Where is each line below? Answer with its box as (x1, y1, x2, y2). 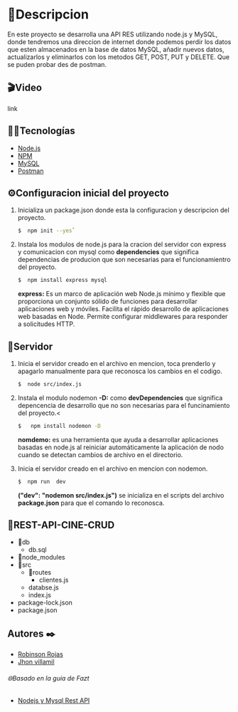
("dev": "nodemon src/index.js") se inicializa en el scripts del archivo (17, 491, 225, 499)
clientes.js (38, 576, 69, 585)
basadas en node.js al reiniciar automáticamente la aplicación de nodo (17, 443, 224, 451)
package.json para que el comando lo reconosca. (17, 498, 165, 507)
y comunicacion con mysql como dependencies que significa (17, 248, 199, 256)
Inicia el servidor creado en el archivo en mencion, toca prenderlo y (17, 359, 216, 367)
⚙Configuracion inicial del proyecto (7, 187, 169, 199)
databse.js (28, 583, 59, 592)
